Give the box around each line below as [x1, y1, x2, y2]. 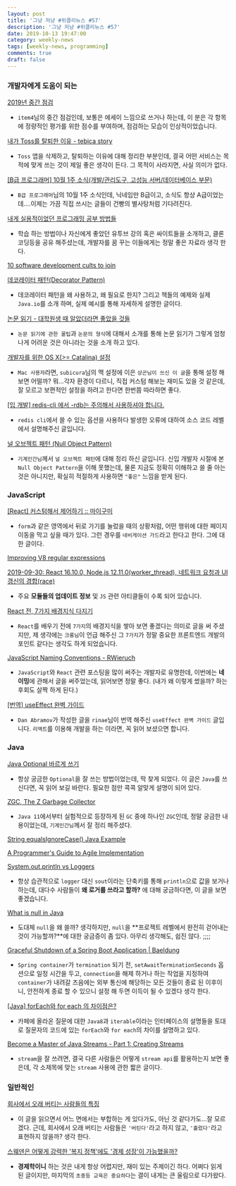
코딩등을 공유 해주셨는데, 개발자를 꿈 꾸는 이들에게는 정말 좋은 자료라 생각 [17, 238, 219, 247]
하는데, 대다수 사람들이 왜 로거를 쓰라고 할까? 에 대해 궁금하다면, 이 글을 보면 [17, 885, 227, 894]
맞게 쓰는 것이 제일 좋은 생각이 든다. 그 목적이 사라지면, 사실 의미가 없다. [30, 161, 228, 169]
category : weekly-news [7, 37, 74, 44]
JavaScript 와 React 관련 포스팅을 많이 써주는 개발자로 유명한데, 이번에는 [17, 668, 217, 677]
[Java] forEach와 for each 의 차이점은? [7, 1001, 117, 1010]
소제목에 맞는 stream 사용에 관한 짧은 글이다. [39, 1063, 163, 1071]
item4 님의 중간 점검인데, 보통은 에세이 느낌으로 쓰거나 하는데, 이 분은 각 [17, 113, 213, 122]
